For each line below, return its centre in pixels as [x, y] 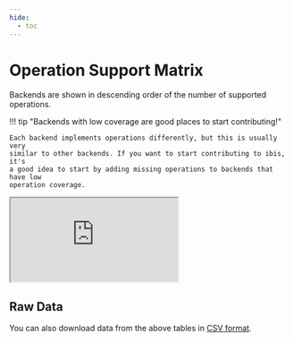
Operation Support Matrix [106, 70]
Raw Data [37, 307]
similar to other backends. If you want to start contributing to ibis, [147, 154]
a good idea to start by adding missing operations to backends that [142, 170]
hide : [19, 17]
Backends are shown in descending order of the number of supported [138, 95]
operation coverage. [48, 185]
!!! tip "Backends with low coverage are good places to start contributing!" [146, 122]
